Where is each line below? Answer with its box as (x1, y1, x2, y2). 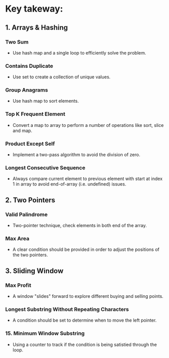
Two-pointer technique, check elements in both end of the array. (12, 222, 147, 229)
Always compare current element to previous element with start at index (12, 175, 163, 182)
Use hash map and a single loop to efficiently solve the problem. (12, 50, 146, 56)
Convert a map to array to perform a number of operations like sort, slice (12, 122, 164, 128)
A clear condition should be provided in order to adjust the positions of (12, 246, 160, 253)
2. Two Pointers (5, 196, 55, 204)
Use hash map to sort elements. (12, 98, 79, 104)
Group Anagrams (5, 86, 48, 94)
